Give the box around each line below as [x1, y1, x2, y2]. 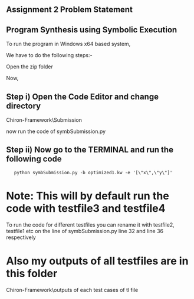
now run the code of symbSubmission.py [6, 128, 106, 135]
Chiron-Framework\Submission [6, 117, 83, 124]
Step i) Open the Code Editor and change [6, 91, 159, 102]
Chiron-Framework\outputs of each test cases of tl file [6, 286, 139, 293]
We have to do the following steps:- [6, 52, 93, 59]
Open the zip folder [6, 63, 53, 70]
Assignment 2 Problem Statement [6, 5, 133, 15]
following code [6, 154, 62, 164]
